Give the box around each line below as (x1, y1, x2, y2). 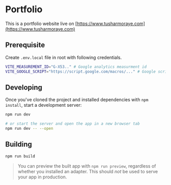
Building (5, 140, 32, 149)
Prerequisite (5, 41, 45, 50)
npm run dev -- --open (5, 126, 53, 131)
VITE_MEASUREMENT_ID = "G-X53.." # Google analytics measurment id (5, 64, 147, 70)
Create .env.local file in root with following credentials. (5, 54, 122, 60)
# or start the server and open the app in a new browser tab (5, 121, 140, 126)
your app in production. (17, 174, 67, 180)
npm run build (5, 153, 36, 159)
